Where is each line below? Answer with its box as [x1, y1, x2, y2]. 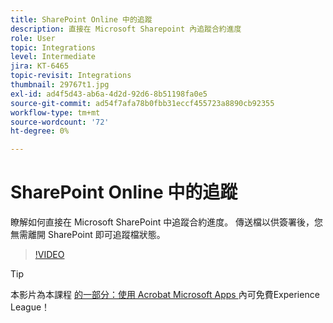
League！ [10, 301, 51, 313]
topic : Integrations [10, 42, 97, 53]
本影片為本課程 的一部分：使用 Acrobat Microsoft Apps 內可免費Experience [10, 289, 320, 301]
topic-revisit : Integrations [10, 71, 132, 81]
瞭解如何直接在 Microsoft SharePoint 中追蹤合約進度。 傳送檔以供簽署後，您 [10, 216, 324, 228]
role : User [10, 33, 56, 43]
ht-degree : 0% [10, 126, 70, 136]
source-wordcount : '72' [10, 117, 110, 127]
